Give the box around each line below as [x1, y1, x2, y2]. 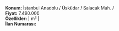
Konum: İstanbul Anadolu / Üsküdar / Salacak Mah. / [5, 5, 114, 11]
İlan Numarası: [5, 21, 37, 27]
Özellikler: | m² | [5, 15, 40, 21]
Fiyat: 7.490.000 [5, 10, 40, 16]
